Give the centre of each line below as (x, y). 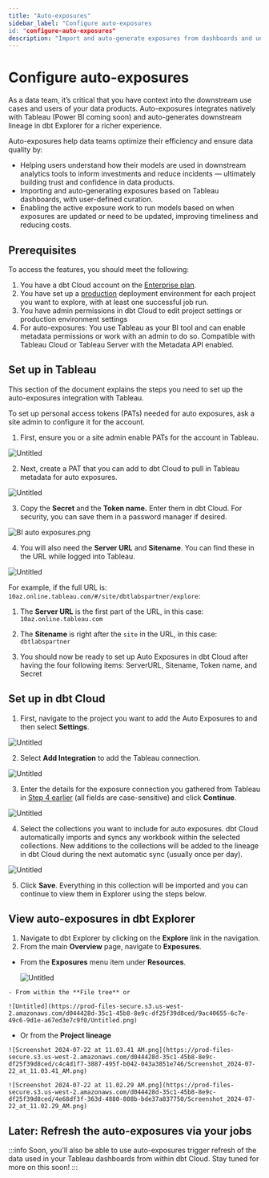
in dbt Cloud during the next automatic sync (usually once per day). (131, 854)
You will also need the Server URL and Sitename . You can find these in (137, 547)
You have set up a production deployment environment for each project (138, 293)
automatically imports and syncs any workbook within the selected (130, 837)
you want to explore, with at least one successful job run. (114, 302)
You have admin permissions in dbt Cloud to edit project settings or (131, 311)
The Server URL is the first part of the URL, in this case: (112, 611)
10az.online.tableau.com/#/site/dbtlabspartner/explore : (104, 595)
